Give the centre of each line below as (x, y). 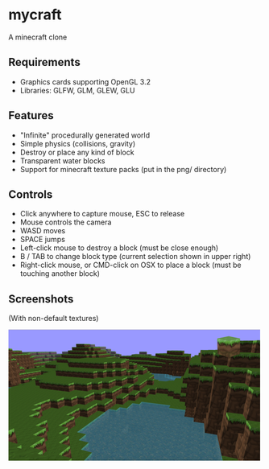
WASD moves (43, 231)
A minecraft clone (38, 37)
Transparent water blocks (62, 160)
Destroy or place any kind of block (77, 152)
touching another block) (60, 274)
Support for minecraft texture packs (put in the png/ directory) (123, 169)
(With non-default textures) (54, 319)
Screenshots (41, 299)
